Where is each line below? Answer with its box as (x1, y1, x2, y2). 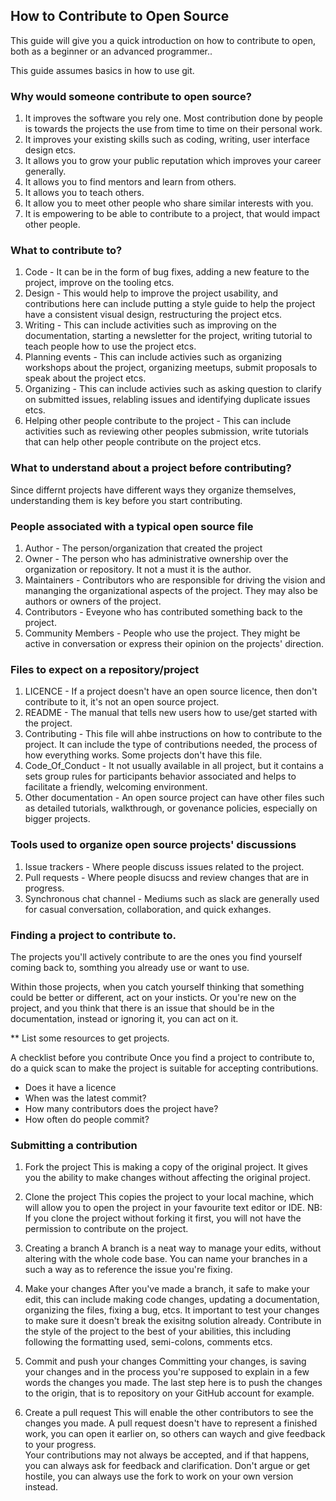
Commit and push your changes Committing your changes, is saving (24, 1355, 307, 1368)
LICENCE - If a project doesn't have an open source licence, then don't (24, 685, 318, 698)
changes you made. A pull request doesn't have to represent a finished (24, 1417, 318, 1429)
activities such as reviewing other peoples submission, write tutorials (24, 425, 309, 438)
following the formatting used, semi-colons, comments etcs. (24, 1336, 273, 1348)
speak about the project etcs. (24, 372, 147, 384)
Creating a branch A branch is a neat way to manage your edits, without (24, 1242, 322, 1254)
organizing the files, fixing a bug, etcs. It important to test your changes (24, 1304, 320, 1316)
